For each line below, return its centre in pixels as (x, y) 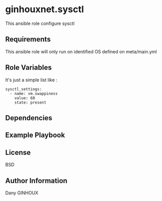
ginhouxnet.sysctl (45, 9)
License (18, 153)
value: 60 (25, 98)
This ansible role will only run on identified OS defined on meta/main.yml (81, 51)
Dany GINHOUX (22, 193)
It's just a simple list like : (31, 80)
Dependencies (29, 118)
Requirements (28, 39)
